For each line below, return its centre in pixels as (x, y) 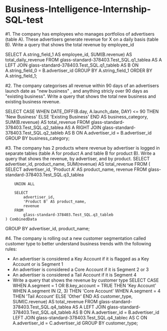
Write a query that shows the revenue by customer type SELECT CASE (86, 280)
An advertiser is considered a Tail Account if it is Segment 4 (74, 275)
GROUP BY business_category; (37, 138)
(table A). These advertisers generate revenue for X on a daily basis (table (82, 39)
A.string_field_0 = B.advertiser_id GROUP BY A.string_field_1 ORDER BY (79, 70)
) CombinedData (21, 219)
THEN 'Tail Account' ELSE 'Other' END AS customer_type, (72, 296)
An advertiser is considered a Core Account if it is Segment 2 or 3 (81, 269)
